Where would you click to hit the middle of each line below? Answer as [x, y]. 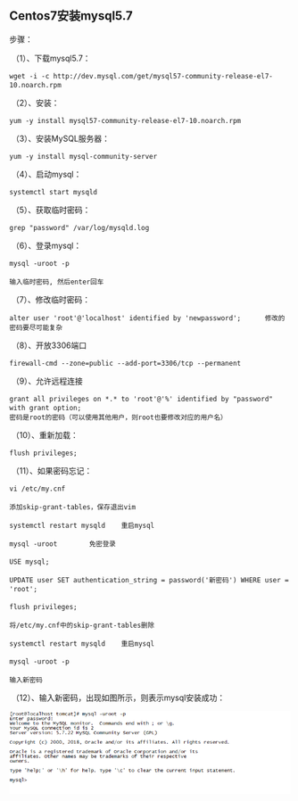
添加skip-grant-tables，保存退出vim [73, 507]
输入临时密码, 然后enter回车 [57, 282]
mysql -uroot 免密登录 [62, 544]
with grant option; [46, 408]
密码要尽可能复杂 [36, 327]
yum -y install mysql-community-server [83, 156]
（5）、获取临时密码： [51, 210]
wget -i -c [29, 76]
